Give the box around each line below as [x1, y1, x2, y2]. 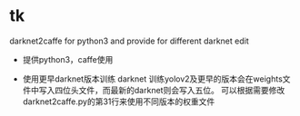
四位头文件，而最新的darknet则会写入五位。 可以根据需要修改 [54, 84, 285, 95]
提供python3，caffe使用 [22, 53, 114, 64]
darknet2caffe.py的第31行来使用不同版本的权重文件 [22, 96, 215, 107]
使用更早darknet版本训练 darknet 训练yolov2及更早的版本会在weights [22, 73, 284, 84]
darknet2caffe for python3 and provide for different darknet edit [9, 35, 249, 46]
